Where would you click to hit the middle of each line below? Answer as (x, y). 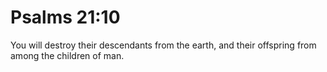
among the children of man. (67, 55)
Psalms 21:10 (65, 17)
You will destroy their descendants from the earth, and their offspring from (163, 45)
